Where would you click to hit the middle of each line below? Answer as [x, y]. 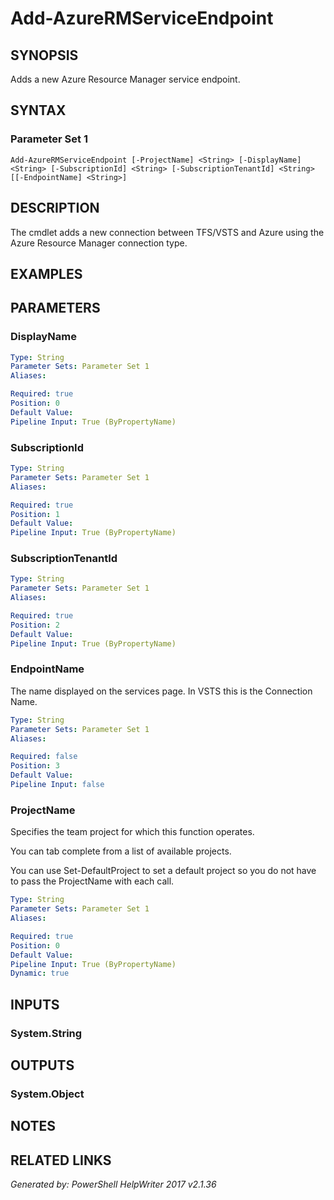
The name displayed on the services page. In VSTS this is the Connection [161, 691]
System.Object [47, 1094]
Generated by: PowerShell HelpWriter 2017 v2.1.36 [113, 1184]
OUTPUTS [42, 1065]
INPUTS [35, 1004]
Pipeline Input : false [57, 785]
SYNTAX [38, 110]
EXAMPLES [46, 273]
